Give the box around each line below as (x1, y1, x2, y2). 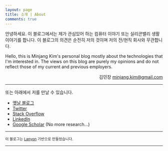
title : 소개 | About (5, 12, 46, 17)
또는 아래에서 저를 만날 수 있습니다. (5, 89, 73, 95)
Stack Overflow (12, 111, 45, 117)
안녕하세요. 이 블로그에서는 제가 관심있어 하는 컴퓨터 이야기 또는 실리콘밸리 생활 (5, 31, 160, 37)
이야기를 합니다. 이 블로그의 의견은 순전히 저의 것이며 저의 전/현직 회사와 (5, 37, 145, 43)
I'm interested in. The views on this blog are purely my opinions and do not (5, 58, 159, 65)
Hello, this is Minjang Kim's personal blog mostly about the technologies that (5, 53, 163, 59)
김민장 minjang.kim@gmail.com (99, 74, 163, 80)
